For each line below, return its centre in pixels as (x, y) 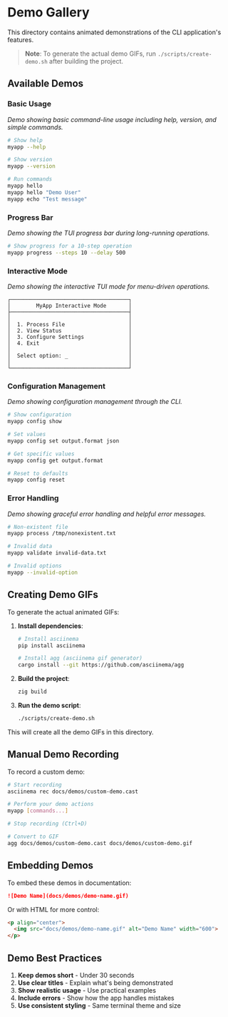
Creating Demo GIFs (53, 595)
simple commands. (35, 127)
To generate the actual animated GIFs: (63, 612)
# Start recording (35, 785)
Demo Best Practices (55, 958)
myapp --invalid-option (43, 572)
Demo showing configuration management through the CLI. (95, 402)
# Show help (25, 140)
